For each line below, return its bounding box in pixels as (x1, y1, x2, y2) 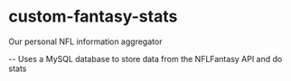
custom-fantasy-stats (8, 6, 178, 27)
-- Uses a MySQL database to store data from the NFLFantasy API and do (8, 53, 283, 64)
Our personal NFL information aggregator (8, 36, 163, 47)
